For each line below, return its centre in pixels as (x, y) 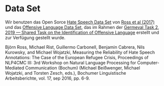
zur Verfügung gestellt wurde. (35, 38)
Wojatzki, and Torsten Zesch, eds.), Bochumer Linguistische (66, 73)
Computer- (148, 63)
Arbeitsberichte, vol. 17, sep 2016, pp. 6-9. (47, 78)
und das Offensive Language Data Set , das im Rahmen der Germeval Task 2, (82, 27)
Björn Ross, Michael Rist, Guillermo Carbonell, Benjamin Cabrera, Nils (75, 47)
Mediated (15, 68)
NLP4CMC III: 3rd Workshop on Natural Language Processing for (70, 63)
